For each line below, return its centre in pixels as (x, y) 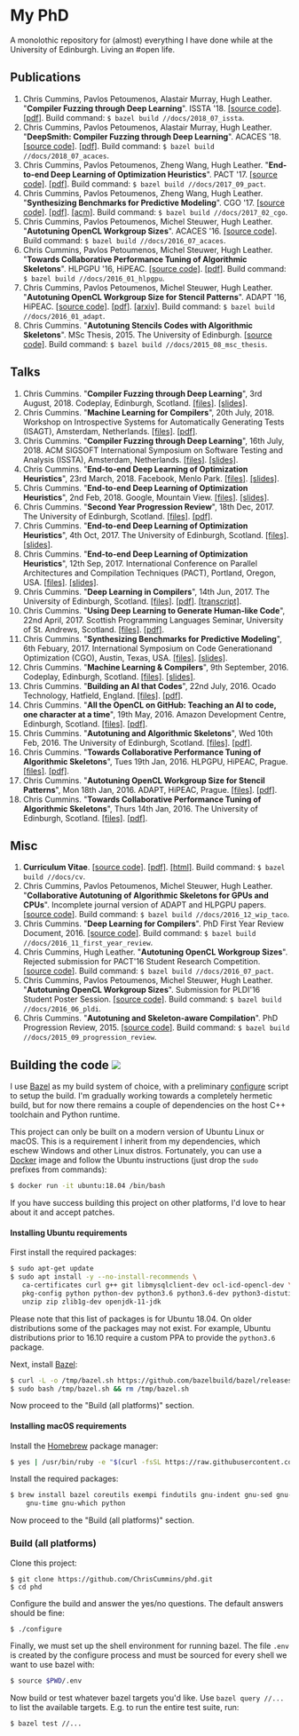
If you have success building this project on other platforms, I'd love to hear (148, 1203)
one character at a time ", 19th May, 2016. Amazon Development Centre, (154, 714)
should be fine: (37, 1613)
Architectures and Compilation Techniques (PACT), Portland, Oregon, (149, 573)
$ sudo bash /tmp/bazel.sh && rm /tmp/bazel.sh (100, 1389)
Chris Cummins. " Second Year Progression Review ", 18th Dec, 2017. (148, 506)
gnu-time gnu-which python (76, 1503)
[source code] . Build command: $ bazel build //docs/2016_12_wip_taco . (156, 915)
